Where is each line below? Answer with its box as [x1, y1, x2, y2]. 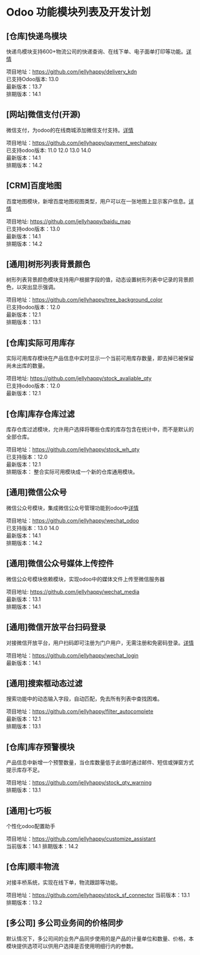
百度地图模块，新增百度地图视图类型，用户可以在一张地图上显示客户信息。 [6, 197, 189, 204]
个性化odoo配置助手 [6, 822, 55, 829]
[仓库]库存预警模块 [6, 742, 75, 752]
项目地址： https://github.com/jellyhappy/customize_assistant [6, 835, 156, 842]
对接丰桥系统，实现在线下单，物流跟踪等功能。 [6, 879, 121, 886]
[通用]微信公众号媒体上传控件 [6, 559, 114, 569]
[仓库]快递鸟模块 [6, 31, 67, 41]
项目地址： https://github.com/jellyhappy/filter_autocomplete [6, 708, 154, 715]
